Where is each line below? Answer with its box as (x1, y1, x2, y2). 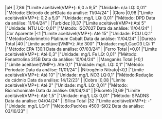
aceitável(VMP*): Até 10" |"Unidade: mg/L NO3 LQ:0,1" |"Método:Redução (5, 72, 154, 78)
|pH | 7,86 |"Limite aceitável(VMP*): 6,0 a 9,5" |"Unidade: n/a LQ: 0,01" (5, 5, 147, 10)
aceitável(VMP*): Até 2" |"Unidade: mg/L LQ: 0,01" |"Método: (5, 82, 128, 88)
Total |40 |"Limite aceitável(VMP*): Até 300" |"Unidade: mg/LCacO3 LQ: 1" (5, 41, 155, 46)
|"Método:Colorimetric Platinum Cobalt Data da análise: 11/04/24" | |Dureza (5, 36, 156, 41)
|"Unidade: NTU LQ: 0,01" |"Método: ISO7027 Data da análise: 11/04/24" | (5, 25, 152, 31)
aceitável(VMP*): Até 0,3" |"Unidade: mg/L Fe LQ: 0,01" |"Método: (5, 51, 138, 57)
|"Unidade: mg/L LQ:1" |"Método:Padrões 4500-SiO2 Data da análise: (5, 103, 144, 109)
